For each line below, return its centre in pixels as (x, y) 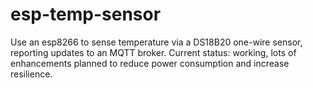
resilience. (31, 74)
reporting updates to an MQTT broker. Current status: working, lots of (153, 52)
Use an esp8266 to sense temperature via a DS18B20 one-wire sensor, (156, 42)
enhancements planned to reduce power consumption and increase (150, 63)
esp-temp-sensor (86, 14)
